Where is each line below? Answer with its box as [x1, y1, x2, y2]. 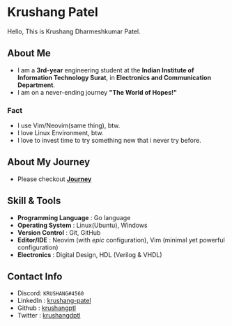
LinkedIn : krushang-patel [17, 297, 92, 305]
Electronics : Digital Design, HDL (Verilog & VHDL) [17, 250, 162, 258]
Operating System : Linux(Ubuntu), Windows [17, 221, 148, 229]
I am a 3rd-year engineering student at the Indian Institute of [17, 65, 194, 74]
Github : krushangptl [17, 304, 77, 312]
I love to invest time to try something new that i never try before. [17, 137, 202, 145]
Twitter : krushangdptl [17, 311, 81, 320]
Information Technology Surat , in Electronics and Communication [17, 73, 211, 81]
